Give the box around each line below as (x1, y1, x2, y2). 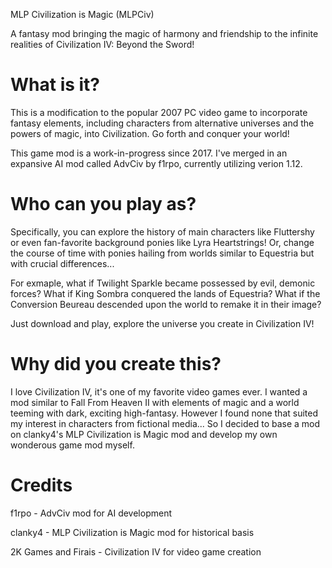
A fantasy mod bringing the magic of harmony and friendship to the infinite (10, 28, 319, 39)
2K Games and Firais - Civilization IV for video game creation (10, 545, 262, 558)
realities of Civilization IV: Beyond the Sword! (10, 39, 195, 50)
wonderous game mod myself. (10, 439, 135, 451)
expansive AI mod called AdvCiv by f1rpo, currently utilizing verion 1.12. (10, 157, 303, 169)
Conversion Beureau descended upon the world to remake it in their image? (10, 298, 322, 310)
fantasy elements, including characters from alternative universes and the (10, 117, 315, 129)
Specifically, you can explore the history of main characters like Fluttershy (10, 225, 315, 238)
